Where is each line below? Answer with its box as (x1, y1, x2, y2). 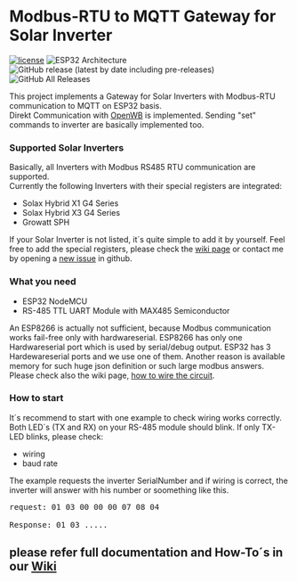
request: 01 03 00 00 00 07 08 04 (9, 502, 160, 512)
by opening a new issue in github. (9, 253, 132, 264)
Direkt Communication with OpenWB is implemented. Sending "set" (9, 110, 256, 120)
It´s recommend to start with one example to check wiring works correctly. (9, 412, 282, 422)
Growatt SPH (21, 217, 70, 228)
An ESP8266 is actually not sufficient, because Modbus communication (9, 323, 271, 333)
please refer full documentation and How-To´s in (9, 545, 284, 561)
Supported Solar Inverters (9, 141, 124, 153)
